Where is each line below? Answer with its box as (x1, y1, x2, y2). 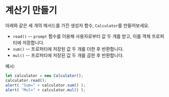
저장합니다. (22, 39, 45, 46)
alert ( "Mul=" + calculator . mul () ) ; (5, 87, 86, 92)
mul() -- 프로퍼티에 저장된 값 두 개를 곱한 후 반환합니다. (12, 52, 124, 58)
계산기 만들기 (5, 5, 57, 16)
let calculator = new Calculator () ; (5, 73, 83, 78)
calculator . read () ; (5, 78, 47, 83)
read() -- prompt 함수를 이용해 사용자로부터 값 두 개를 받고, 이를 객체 (12, 33, 151, 39)
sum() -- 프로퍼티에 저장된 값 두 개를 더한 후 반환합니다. (12, 46, 124, 52)
